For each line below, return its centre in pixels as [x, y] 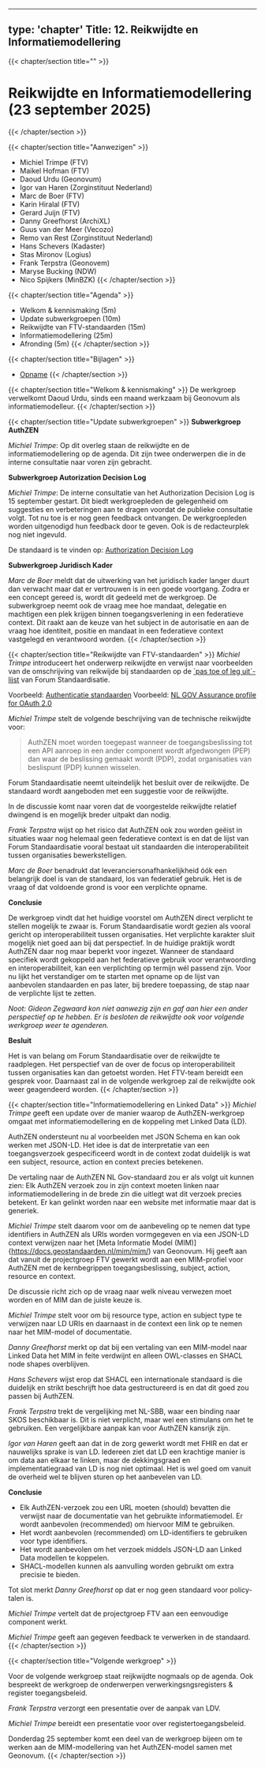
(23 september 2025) [80, 110]
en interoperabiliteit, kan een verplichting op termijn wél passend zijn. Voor [130, 968]
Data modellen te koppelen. [64, 1557]
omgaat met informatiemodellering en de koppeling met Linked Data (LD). [127, 1121]
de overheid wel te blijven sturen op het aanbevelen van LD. [105, 1477]
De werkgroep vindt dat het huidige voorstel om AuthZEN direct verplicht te [131, 918]
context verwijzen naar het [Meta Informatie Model [91, 1243]
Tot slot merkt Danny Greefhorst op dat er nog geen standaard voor [118, 1590]
